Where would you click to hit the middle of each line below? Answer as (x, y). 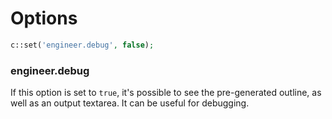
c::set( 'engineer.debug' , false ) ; (82, 45)
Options (44, 18)
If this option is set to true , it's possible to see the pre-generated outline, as (166, 93)
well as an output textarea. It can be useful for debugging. (130, 103)
